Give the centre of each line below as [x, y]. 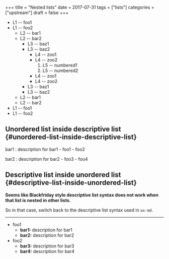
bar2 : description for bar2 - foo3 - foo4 [47, 159]
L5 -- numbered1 [60, 65]
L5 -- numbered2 [60, 71]
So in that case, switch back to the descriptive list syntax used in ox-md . [79, 210]
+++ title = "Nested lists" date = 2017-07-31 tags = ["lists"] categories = [80, 7]
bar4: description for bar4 [47, 251]
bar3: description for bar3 [47, 246]
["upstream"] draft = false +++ [37, 13]
